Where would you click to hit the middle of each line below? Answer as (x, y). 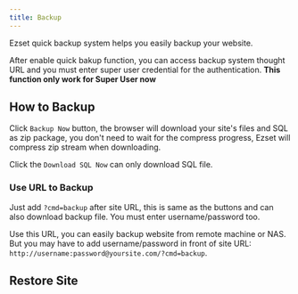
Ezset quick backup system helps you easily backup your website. (131, 43)
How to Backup (52, 107)
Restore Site (44, 281)
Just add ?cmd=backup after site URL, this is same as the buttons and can (141, 207)
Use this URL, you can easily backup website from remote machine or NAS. (148, 233)
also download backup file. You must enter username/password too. (135, 216)
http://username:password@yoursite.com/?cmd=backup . (108, 253)
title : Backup (36, 17)
